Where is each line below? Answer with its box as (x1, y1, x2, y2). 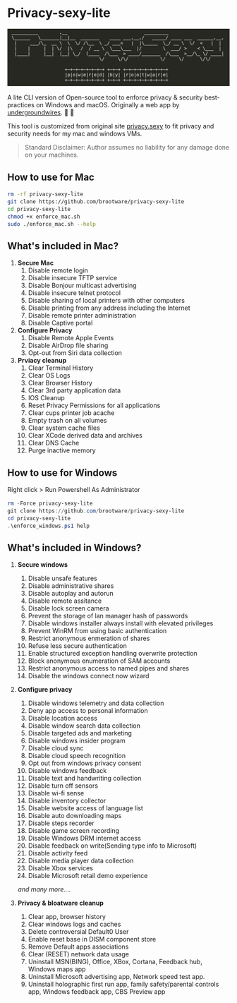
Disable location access (28, 714, 97, 723)
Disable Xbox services (28, 864, 94, 872)
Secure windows (17, 560, 68, 569)
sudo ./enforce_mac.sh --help (7, 220, 97, 227)
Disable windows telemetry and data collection (28, 699, 164, 707)
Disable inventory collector (28, 796, 107, 805)
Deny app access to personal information (28, 707, 148, 715)
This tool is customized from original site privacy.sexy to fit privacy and (7, 122, 214, 131)
